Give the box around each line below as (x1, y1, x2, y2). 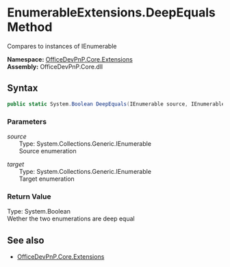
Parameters (7, 116, 47, 126)
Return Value (7, 192, 51, 201)
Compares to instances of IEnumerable (7, 42, 117, 50)
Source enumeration (19, 147, 77, 155)
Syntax (7, 82, 38, 94)
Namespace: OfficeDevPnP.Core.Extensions (7, 55, 133, 63)
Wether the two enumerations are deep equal (7, 214, 135, 223)
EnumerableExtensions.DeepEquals (7, 5, 216, 21)
